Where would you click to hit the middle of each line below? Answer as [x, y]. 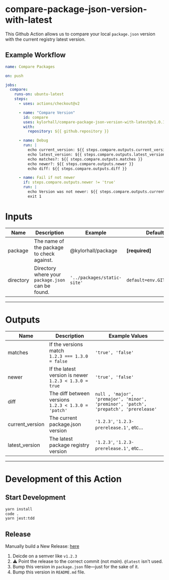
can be [42, 285]
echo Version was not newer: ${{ [63, 192]
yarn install [19, 509]
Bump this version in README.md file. [49, 572]
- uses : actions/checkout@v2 [49, 104]
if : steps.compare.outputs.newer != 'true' [69, 182]
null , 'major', [114, 394]
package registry [69, 445]
